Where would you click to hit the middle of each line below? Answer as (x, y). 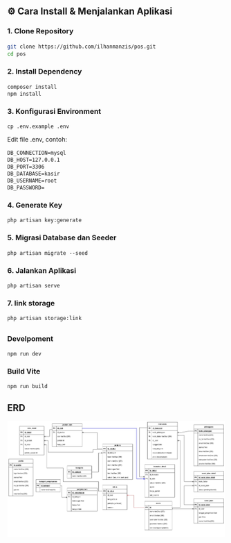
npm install (24, 94)
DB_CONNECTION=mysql (37, 153)
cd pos (17, 54)
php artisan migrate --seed (48, 253)
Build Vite (24, 371)
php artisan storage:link (44, 319)
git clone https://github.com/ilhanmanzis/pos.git (82, 47)
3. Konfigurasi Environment (54, 111)
